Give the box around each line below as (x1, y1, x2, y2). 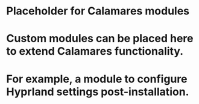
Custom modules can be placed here (6, 32, 194, 46)
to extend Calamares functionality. (6, 44, 184, 58)
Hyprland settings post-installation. (6, 85, 189, 99)
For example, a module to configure (6, 72, 188, 85)
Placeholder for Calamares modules (6, 4, 190, 18)
